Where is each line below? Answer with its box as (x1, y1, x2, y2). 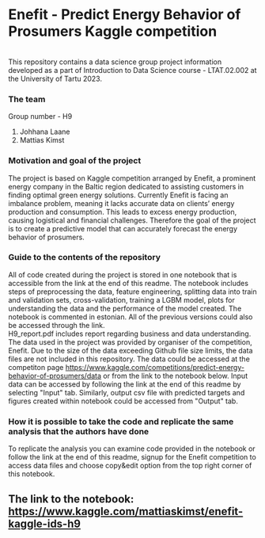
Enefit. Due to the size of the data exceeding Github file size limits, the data (8, 345, 253, 355)
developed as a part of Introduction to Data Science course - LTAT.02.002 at (8, 65, 257, 74)
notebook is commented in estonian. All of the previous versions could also (8, 311, 253, 322)
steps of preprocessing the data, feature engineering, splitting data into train (8, 287, 257, 296)
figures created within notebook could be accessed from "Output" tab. (8, 396, 239, 406)
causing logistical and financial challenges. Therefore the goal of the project (8, 216, 256, 225)
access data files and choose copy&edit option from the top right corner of (8, 461, 252, 471)
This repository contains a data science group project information (8, 57, 222, 67)
